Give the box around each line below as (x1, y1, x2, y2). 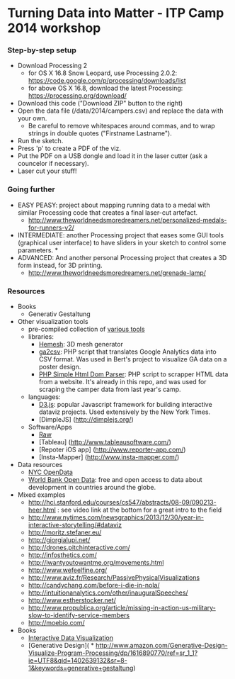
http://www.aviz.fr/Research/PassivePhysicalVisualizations (28, 573, 200, 582)
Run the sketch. (17, 137, 64, 145)
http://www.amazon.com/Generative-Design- (95, 641, 228, 650)
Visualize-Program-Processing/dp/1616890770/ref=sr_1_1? (28, 649, 198, 657)
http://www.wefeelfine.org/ (28, 566, 108, 575)
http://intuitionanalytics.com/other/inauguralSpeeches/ (28, 588, 189, 597)
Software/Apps (28, 423, 72, 432)
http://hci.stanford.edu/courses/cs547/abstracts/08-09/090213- (28, 498, 217, 507)
